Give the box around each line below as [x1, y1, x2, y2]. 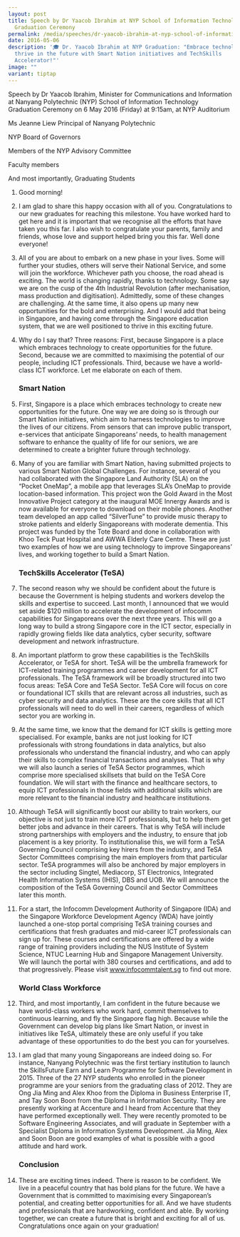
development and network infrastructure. [18, 637, 140, 646]
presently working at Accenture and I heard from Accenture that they [18, 1104, 221, 1113]
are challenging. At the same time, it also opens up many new [18, 299, 199, 307]
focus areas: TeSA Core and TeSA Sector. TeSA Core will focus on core [18, 681, 228, 690]
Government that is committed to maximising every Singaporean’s [18, 1191, 212, 1199]
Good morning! [18, 188, 63, 196]
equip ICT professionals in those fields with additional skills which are [18, 786, 223, 795]
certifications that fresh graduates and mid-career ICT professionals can [18, 927, 231, 936]
